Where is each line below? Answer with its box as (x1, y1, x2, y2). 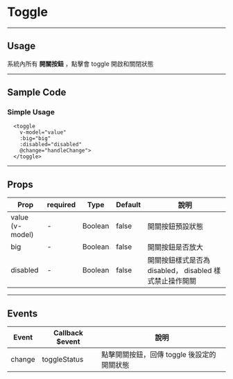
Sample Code (7, 87, 67, 98)
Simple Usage (7, 107, 55, 117)
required (46, 200, 76, 210)
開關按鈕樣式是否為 (147, 256, 210, 265)
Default (115, 200, 141, 210)
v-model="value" (19, 129, 67, 136)
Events (7, 308, 38, 319)
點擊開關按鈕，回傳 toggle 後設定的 (101, 350, 216, 360)
